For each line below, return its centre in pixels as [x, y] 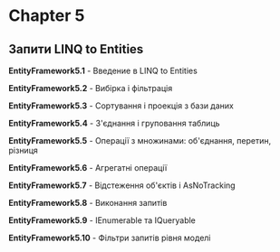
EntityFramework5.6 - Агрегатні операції [88, 168]
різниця [23, 150]
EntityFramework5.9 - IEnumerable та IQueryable [102, 220]
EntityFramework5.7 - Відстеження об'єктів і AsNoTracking [122, 185]
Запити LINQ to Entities [76, 49]
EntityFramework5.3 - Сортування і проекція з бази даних [121, 106]
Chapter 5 [47, 16]
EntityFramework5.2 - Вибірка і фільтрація [91, 88]
